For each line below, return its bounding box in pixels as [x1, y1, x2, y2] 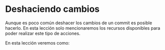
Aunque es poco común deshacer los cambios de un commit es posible [5, 20, 153, 26]
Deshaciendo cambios [5, 3, 100, 15]
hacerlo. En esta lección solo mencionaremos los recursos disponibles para [5, 25, 161, 31]
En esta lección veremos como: [5, 40, 70, 46]
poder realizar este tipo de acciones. [5, 30, 81, 36]
